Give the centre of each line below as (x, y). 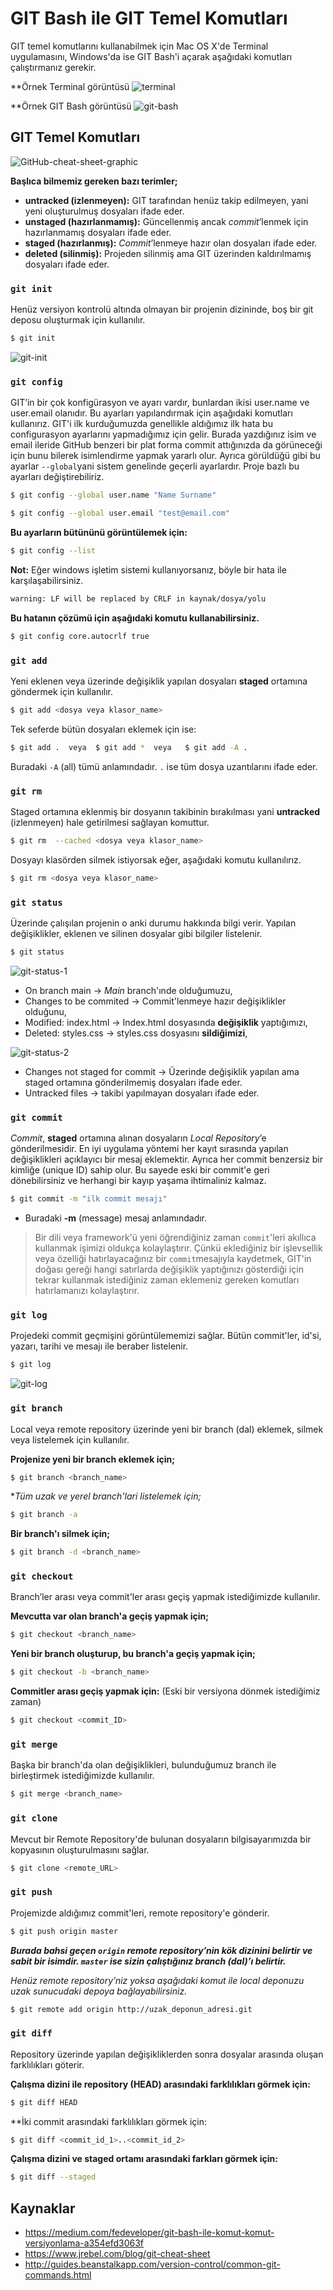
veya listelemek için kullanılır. (70, 1439)
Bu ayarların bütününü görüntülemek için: (99, 532)
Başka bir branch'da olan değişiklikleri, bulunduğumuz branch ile (143, 1765)
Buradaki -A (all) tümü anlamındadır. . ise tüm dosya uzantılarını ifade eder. (164, 766)
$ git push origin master (64, 1931)
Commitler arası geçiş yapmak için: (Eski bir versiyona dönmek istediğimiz (165, 1691)
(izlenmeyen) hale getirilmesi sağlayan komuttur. (110, 822)
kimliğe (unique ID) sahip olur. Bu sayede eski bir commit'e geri (140, 1170)
